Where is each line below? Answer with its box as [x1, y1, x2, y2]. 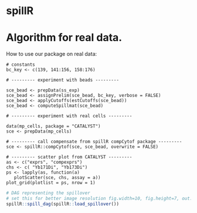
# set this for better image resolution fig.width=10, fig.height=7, [6, 195, 180, 201]
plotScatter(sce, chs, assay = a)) [13, 175, 101, 181]
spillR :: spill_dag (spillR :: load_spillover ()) [6, 201, 119, 207]
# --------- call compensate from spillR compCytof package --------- [6, 139, 182, 145]
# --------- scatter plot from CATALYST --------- [6, 154, 133, 160]
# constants [6, 62, 35, 68]
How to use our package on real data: [6, 50, 97, 58]
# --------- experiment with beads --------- [6, 77, 119, 83]
